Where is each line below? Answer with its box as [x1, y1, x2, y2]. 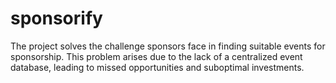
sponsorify [10, 7, 103, 30]
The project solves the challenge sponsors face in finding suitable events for [10, 40, 326, 52]
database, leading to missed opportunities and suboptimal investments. [10, 61, 305, 73]
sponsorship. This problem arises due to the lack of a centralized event [10, 50, 303, 62]
